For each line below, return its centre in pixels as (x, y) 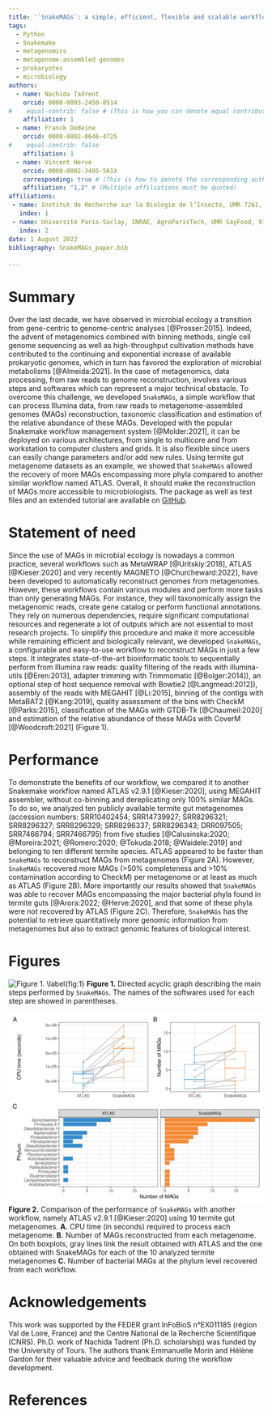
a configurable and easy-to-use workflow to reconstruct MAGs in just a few (134, 650)
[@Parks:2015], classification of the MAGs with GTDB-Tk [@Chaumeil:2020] (136, 710)
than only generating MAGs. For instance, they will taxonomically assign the (135, 598)
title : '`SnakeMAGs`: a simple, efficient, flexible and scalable (123, 17)
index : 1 (34, 214)
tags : (17, 25)
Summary (42, 297)
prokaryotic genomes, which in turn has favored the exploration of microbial (135, 363)
